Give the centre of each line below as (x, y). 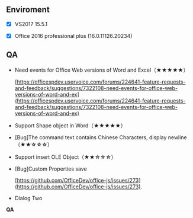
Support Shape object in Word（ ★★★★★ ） (70, 125)
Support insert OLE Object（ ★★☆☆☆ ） (65, 157)
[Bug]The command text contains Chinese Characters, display (91, 137)
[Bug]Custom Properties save (51, 169)
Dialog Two (28, 198)
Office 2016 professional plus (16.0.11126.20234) (73, 36)
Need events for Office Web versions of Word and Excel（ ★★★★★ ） (102, 70)
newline (178, 137)
